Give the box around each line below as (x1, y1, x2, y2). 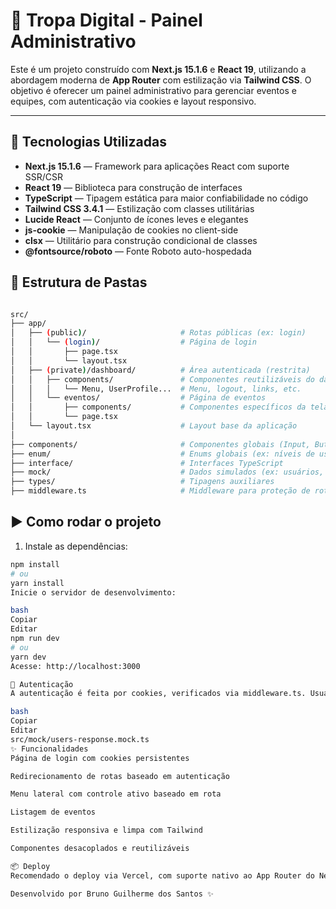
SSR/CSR (24, 170, 64, 183)
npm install (10, 559, 60, 569)
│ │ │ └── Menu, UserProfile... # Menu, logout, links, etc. (10, 384, 302, 394)
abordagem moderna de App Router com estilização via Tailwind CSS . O (10, 74, 312, 86)
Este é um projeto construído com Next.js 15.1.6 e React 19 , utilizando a (10, 63, 307, 75)
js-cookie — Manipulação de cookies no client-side (24, 224, 239, 236)
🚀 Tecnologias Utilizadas (10, 134, 167, 151)
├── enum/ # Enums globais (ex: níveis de (10, 449, 315, 459)
